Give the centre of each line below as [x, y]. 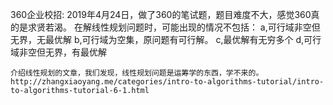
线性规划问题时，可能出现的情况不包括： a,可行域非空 [201, 27]
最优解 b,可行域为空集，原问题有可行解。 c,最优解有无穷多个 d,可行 [183, 39]
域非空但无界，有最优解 [58, 52]
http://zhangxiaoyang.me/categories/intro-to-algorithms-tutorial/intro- [167, 82]
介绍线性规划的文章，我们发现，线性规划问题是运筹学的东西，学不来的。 [137, 73]
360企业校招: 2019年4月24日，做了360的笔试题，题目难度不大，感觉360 [161, 14]
